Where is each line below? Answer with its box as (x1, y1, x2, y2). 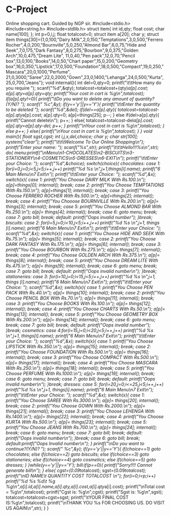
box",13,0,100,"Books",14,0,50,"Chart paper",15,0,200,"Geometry (6, 58, 138, 64)
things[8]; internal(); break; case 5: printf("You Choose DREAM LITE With (6, 257, 158, 263)
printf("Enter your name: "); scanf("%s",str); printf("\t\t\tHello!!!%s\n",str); (6, 144, 159, 150)
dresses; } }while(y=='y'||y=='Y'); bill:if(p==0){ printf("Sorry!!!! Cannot (6, 462, 152, 468)
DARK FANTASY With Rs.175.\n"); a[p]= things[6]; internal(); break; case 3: (6, 241, 161, 247)
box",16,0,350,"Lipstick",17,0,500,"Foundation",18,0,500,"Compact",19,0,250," (6, 63, 164, 69)
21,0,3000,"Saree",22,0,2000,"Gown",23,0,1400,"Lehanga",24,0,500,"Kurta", (6, 74, 164, 80)
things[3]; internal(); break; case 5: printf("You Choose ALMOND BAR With (6, 203, 162, 209)
